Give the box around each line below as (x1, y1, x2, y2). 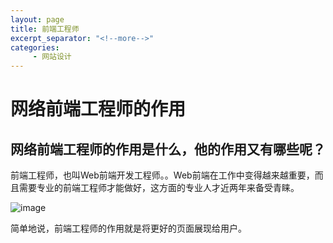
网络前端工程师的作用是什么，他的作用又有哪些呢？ (10, 141, 326, 158)
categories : (10, 42, 60, 53)
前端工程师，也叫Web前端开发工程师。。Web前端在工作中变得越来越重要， (10, 169, 315, 181)
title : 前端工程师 (10, 24, 80, 34)
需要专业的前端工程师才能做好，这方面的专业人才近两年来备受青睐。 (18, 182, 300, 194)
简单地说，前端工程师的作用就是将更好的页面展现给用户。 (10, 222, 247, 235)
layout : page (10, 14, 65, 25)
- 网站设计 (32, 52, 72, 62)
